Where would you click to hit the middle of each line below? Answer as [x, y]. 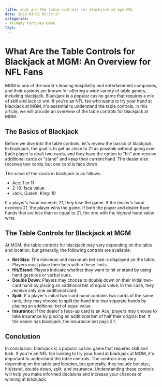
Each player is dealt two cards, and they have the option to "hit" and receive [81, 154]
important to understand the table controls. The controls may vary [71, 358]
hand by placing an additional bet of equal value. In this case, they [88, 285]
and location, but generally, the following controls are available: [68, 250]
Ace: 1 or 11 [23, 183]
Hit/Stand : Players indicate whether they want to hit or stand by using [81, 270]
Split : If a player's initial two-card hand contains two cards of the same [83, 295]
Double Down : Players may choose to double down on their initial [77, 280]
